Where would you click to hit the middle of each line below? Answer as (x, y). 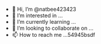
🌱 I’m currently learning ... (44, 22)
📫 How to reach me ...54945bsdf (54, 35)
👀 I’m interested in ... (37, 15)
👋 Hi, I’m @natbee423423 (44, 9)
